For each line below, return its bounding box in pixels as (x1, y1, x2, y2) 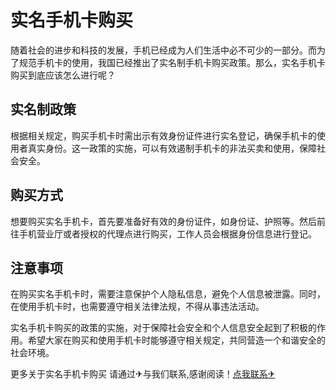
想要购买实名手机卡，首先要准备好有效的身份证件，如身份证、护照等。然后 (10, 215, 317, 227)
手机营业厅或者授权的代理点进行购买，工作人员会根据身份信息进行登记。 (18, 227, 317, 240)
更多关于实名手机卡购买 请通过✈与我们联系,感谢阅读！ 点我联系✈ (10, 368, 276, 380)
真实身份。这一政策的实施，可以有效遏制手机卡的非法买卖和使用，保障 (27, 142, 317, 154)
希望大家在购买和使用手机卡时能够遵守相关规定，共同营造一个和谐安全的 (27, 334, 326, 346)
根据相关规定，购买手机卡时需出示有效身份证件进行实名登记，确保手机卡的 (10, 129, 317, 141)
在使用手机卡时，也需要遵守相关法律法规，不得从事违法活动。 (10, 301, 265, 313)
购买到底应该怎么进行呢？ (10, 69, 116, 81)
